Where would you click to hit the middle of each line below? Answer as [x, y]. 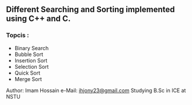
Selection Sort [32, 66]
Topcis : [18, 36]
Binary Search [32, 48]
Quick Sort [27, 73]
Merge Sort [28, 79]
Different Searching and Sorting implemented [90, 10]
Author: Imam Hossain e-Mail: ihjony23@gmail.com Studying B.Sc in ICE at [96, 90]
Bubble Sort [29, 54]
